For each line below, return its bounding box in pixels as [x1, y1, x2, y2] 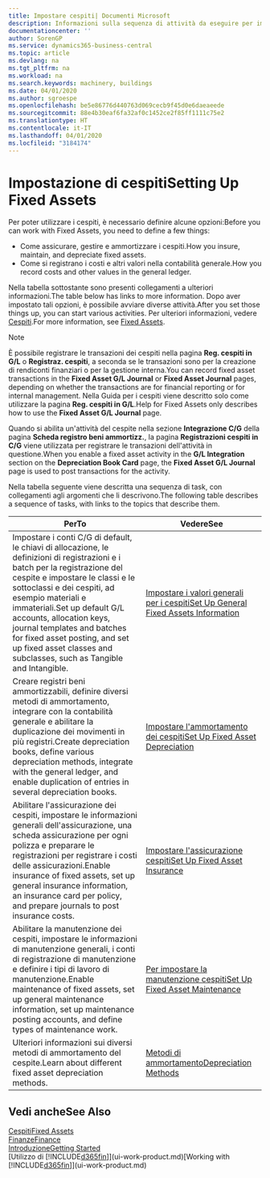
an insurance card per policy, [12, 891, 123, 902]
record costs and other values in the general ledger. [19, 267, 192, 277]
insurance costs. [12, 911, 75, 922]
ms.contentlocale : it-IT [8, 124, 92, 132]
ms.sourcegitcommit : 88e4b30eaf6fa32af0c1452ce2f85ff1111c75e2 [8, 110, 225, 118]
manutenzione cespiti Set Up [145, 973, 253, 985]
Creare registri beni [12, 676, 86, 687]
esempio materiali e [12, 593, 87, 604]
